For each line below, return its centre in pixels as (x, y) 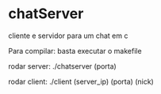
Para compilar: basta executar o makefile (75, 51)
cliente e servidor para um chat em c (68, 36)
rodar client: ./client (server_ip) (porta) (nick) (81, 81)
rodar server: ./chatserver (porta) (62, 66)
